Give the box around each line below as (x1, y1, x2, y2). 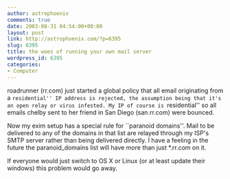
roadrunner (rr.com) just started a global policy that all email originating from (7, 86, 224, 95)
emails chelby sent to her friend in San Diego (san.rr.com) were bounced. (7, 108, 215, 117)
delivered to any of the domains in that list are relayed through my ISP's (7, 128, 209, 137)
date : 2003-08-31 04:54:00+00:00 (7, 23, 103, 29)
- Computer (7, 67, 38, 74)
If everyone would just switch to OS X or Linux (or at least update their (7, 156, 206, 165)
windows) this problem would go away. (7, 164, 118, 172)
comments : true (7, 16, 51, 23)
